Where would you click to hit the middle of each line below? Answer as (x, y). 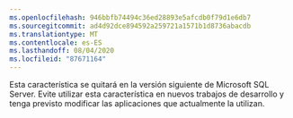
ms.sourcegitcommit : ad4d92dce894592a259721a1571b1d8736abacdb (130, 26)
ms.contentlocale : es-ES (56, 42)
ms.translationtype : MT (54, 34)
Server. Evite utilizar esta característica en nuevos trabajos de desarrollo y (147, 94)
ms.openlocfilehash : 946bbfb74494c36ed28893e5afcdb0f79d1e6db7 (130, 17)
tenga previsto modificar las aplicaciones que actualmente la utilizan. (137, 103)
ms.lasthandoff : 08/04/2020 (62, 51)
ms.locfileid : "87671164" (58, 59)
